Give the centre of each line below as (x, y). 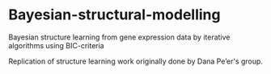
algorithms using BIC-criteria (56, 45)
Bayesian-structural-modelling (114, 15)
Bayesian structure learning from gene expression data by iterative (119, 37)
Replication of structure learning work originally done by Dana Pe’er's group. (135, 61)
